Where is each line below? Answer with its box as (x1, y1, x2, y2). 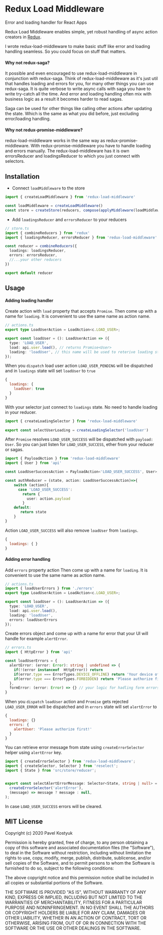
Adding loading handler (5, 297, 53, 303)
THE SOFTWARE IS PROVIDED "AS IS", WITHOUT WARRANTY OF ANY (5, 889, 147, 895)
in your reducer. (5, 409, 37, 415)
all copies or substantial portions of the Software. (5, 880, 103, 886)
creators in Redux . (5, 34, 42, 40)
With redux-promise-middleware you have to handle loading (31, 143, 151, 149)
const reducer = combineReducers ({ (5, 244, 77, 249)
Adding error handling (5, 556, 51, 562)
